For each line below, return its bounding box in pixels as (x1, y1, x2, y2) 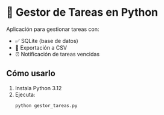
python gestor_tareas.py (14, 102, 78, 108)
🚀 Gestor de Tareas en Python (6, 5, 159, 19)
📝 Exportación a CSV (14, 44, 68, 51)
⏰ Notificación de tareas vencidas (14, 50, 100, 57)
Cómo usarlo (6, 68, 55, 79)
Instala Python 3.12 (14, 84, 62, 91)
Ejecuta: (14, 91, 36, 98)
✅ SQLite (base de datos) (14, 37, 78, 44)
